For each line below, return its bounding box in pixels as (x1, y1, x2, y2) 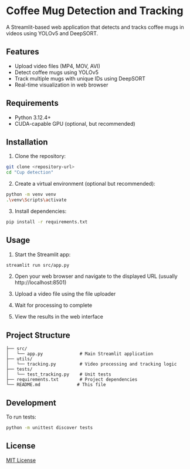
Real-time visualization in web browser (14, 81, 108, 88)
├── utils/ (6, 356, 33, 362)
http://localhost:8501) (14, 279, 67, 286)
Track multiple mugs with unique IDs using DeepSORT (14, 75, 145, 82)
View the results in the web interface (14, 313, 104, 320)
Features (6, 47, 39, 57)
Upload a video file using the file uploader (14, 290, 116, 297)
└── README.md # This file (6, 382, 107, 388)
